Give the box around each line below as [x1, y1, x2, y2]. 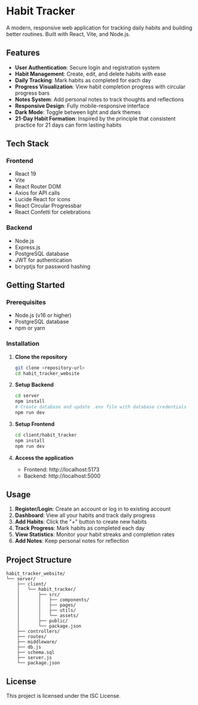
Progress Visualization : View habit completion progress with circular [14, 83, 185, 90]
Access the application [14, 454, 74, 461]
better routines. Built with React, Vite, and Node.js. [6, 30, 130, 37]
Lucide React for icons [14, 196, 71, 203]
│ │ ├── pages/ [17, 602, 77, 608]
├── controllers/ [17, 629, 60, 635]
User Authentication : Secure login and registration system [14, 64, 160, 71]
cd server [14, 393, 40, 399]
